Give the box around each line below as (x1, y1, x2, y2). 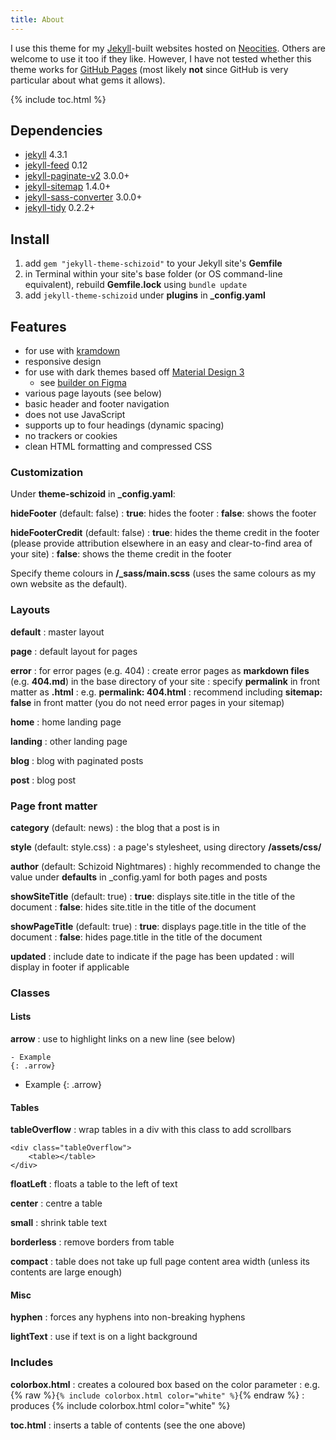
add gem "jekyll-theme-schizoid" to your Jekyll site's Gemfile (24, 257, 283, 270)
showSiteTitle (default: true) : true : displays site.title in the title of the (10, 890, 296, 902)
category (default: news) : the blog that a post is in (10, 821, 220, 833)
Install (10, 231, 50, 248)
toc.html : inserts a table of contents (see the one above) (10, 1419, 247, 1431)
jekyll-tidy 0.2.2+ (24, 202, 96, 214)
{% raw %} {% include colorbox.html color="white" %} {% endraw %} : (10, 1389, 305, 1401)
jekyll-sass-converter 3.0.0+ (24, 191, 143, 203)
